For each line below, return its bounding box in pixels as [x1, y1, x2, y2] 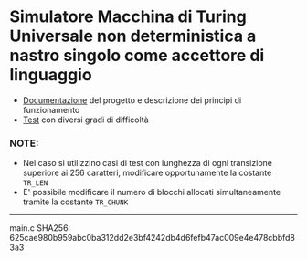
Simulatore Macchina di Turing [9, 6, 247, 27]
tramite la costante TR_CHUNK [22, 196, 129, 207]
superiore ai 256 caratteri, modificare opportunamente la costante [22, 167, 272, 179]
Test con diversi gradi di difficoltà [22, 114, 149, 125]
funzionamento [22, 104, 80, 115]
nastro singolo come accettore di [9, 46, 265, 66]
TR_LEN [22, 179, 48, 188]
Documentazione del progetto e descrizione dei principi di [22, 94, 242, 106]
